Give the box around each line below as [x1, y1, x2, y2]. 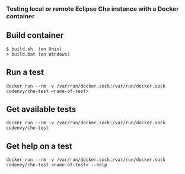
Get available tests [6, 104, 76, 114]
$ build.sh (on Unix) [6, 46, 62, 52]
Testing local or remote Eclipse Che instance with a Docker [6, 5, 179, 13]
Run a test [6, 67, 44, 78]
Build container [6, 30, 64, 40]
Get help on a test [6, 141, 72, 151]
